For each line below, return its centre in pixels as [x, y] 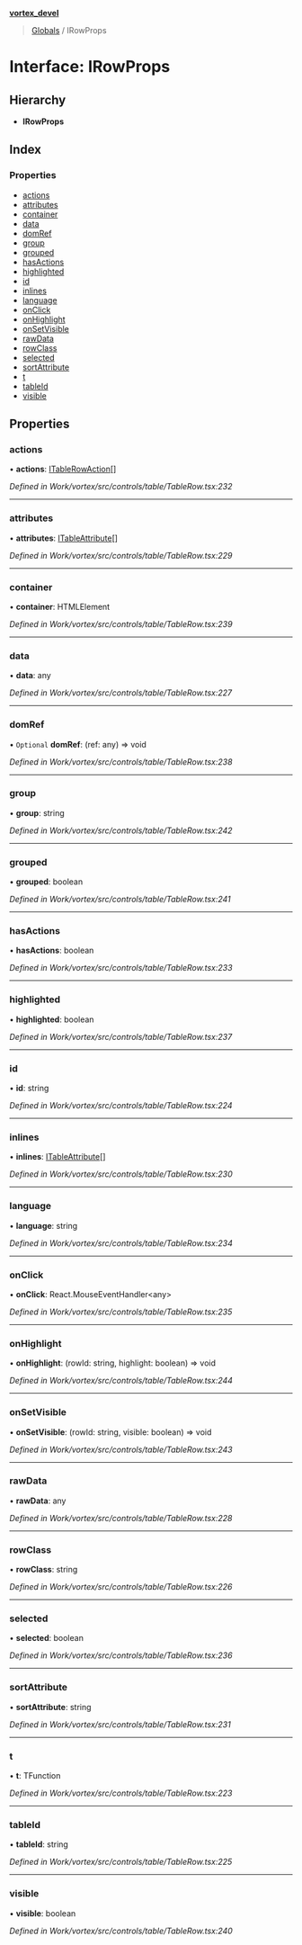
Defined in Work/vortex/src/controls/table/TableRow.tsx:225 [121, 1862]
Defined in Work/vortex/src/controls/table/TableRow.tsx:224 [121, 1106]
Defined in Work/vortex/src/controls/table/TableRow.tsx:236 [121, 1655]
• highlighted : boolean [52, 1019]
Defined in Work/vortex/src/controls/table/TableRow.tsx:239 [121, 623]
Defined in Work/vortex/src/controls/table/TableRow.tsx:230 [121, 1174]
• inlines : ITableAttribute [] [58, 1157]
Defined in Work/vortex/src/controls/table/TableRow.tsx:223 [121, 1793]
